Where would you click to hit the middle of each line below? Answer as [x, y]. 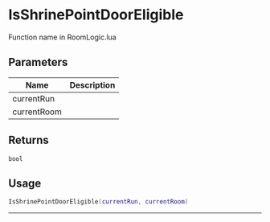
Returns [29, 140]
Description [92, 84]
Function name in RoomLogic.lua [62, 37]
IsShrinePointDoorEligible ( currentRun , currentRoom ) [98, 202]
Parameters [38, 62]
